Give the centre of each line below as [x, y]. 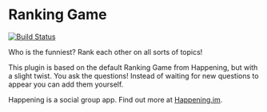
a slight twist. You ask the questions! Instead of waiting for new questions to [133, 75]
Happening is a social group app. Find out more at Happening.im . [116, 99]
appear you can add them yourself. [66, 84]
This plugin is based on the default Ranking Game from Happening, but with [133, 67]
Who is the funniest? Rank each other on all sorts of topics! [106, 52]
